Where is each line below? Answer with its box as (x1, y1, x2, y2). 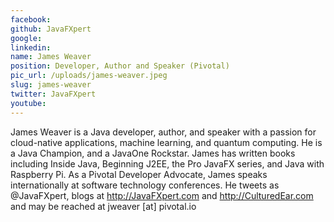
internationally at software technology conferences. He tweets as (10, 179, 280, 191)
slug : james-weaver (10, 80, 92, 90)
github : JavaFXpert (10, 24, 92, 34)
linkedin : (10, 42, 52, 53)
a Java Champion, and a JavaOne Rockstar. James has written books (10, 147, 296, 159)
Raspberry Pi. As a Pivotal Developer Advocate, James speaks (10, 168, 268, 180)
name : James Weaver (10, 52, 92, 62)
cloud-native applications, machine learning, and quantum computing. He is (10, 136, 323, 148)
